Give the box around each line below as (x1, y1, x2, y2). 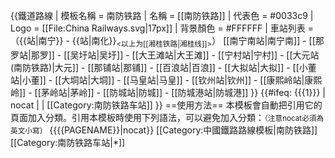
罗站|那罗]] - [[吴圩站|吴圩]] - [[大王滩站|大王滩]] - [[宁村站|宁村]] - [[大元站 (10, 49, 320, 61)
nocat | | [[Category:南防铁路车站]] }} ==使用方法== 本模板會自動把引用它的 (10, 99, 323, 111)
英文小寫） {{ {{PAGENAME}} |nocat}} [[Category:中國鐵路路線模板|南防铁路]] (10, 124, 318, 136)
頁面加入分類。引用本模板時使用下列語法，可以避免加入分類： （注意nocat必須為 (10, 111, 325, 123)
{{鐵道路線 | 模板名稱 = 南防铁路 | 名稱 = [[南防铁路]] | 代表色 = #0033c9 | (10, 10, 314, 21)
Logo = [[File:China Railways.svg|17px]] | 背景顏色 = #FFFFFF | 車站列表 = (10, 22, 314, 34)
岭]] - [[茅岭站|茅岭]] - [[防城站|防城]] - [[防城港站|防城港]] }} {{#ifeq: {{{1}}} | (10, 86, 326, 98)
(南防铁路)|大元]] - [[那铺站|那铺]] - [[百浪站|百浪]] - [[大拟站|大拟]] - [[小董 (10, 61, 317, 73)
